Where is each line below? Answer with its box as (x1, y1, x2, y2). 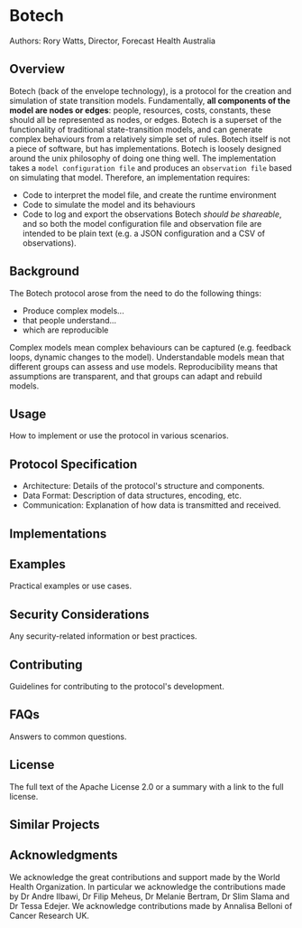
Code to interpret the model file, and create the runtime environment (22, 189, 277, 200)
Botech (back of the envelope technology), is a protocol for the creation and (9, 85, 292, 96)
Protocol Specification (9, 456, 138, 472)
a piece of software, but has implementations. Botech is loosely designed (9, 143, 282, 154)
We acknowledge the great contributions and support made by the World (9, 871, 281, 882)
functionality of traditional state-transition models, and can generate (9, 124, 263, 135)
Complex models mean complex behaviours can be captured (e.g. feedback (9, 342, 291, 352)
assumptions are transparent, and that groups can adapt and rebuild (9, 370, 263, 381)
